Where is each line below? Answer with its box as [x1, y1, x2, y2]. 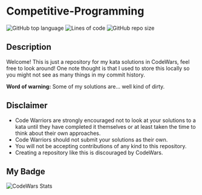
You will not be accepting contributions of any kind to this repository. [15, 142, 187, 149]
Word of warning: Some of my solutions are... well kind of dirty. [6, 83, 165, 90]
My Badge [6, 166, 45, 177]
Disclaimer [6, 100, 48, 111]
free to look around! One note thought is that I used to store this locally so [6, 64, 190, 72]
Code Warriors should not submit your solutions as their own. [15, 135, 168, 143]
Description [6, 42, 51, 52]
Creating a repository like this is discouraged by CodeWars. [15, 149, 163, 156]
